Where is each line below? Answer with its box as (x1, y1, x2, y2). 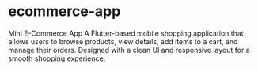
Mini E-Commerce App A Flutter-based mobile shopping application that (8, 28, 244, 38)
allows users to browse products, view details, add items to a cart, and (8, 36, 238, 46)
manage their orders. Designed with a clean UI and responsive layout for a (8, 45, 251, 54)
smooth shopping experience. (8, 54, 106, 63)
